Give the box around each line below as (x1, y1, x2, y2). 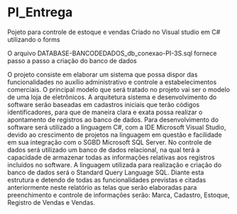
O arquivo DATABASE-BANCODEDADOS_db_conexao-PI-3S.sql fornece (7, 49, 217, 57)
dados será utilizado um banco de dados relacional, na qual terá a (7, 145, 200, 154)
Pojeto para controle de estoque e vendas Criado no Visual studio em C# (7, 28, 221, 36)
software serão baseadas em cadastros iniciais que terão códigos (7, 100, 200, 108)
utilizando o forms (7, 35, 60, 43)
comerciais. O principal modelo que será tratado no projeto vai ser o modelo (7, 85, 231, 94)
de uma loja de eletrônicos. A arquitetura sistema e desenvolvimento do (7, 93, 217, 101)
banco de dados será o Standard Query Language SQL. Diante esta (7, 168, 204, 176)
